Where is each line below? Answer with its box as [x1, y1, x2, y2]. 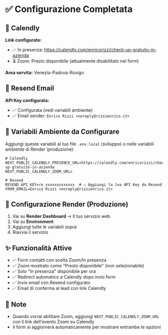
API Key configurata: [5, 97, 49, 103]
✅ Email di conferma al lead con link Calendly [12, 285, 106, 291]
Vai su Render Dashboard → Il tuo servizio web [12, 213, 110, 219]
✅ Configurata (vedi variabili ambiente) [12, 107, 93, 113]
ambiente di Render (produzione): [5, 146, 75, 152]
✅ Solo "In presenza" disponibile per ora [12, 268, 96, 274]
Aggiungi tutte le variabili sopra [12, 224, 77, 230]
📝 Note [5, 300, 26, 308]
